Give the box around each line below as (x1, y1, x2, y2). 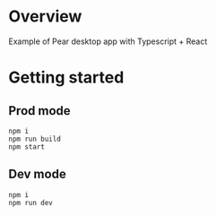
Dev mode (8, 167, 66, 182)
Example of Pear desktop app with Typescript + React (8, 36, 208, 47)
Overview (8, 6, 82, 27)
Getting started (8, 67, 125, 88)
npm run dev (8, 198, 53, 207)
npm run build (8, 134, 62, 143)
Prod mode (8, 103, 71, 118)
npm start (8, 142, 46, 151)
